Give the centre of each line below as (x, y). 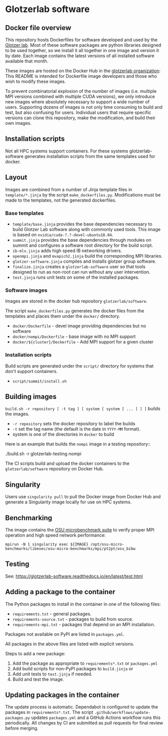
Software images (26, 290)
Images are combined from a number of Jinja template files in (69, 190)
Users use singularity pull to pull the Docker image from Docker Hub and (83, 497)
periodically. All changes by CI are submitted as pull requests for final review (84, 723)
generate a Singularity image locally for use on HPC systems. (68, 502)
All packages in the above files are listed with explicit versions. (70, 644)
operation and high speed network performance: (56, 535)
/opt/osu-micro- (107, 544)
